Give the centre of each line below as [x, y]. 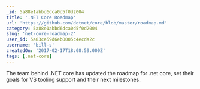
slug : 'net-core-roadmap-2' [41, 34]
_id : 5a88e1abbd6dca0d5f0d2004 [45, 12]
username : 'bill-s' [31, 45]
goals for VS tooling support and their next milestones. [73, 79]
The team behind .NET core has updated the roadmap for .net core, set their [100, 73]
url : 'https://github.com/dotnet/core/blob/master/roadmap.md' [87, 23]
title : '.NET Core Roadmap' [41, 17]
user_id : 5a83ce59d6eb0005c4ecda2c [51, 39]
